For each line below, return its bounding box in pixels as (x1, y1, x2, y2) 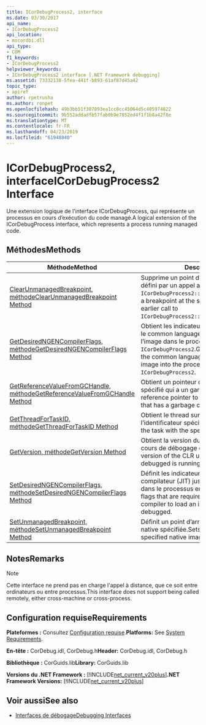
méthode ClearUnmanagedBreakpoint (9, 292, 117, 301)
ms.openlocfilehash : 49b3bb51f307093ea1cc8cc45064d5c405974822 (6, 106, 172, 112)
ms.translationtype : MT (6, 117, 67, 123)
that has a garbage (140, 400, 195, 409)
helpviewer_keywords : (6, 66, 62, 72)
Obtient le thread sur (140, 411, 200, 419)
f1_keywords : (6, 55, 40, 61)
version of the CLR (140, 451, 194, 460)
